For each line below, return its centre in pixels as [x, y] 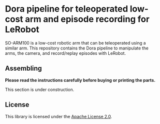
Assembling [23, 69]
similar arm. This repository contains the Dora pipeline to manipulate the [77, 48]
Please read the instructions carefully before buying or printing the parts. [80, 80]
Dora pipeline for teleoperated [66, 9]
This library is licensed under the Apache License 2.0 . [58, 116]
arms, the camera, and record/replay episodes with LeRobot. [65, 53]
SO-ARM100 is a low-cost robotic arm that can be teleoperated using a [75, 43]
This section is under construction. [40, 89]
